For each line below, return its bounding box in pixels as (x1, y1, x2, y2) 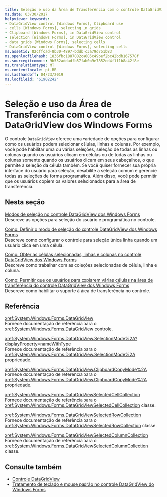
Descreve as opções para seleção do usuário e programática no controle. (5, 216, 156, 222)
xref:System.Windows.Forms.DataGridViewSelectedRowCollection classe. (5, 423, 157, 429)
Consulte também (5, 463, 62, 471)
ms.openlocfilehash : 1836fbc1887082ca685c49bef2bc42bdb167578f (5, 53, 139, 59)
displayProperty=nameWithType (5, 341, 71, 347)
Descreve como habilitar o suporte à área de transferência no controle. (5, 287, 151, 294)
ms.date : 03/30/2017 (5, 12, 48, 17)
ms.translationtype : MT (5, 63, 55, 68)
